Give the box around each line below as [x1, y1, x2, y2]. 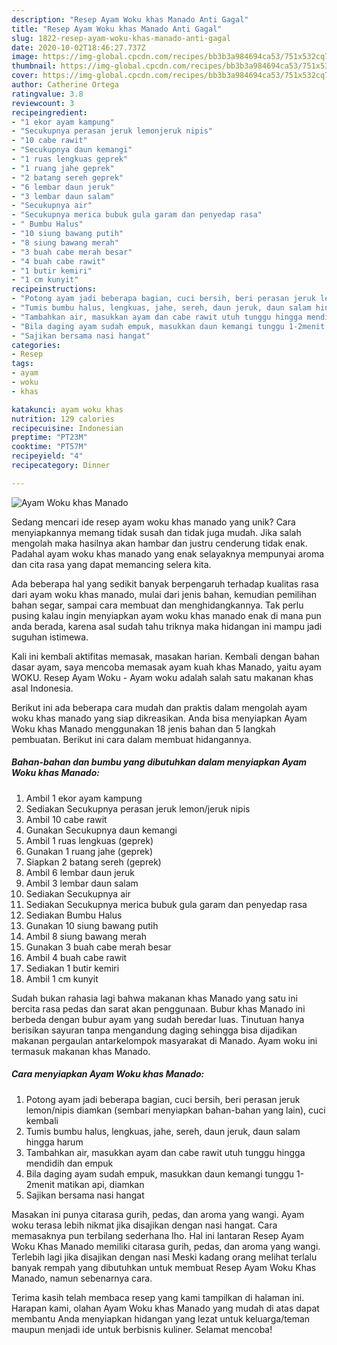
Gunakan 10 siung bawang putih [25, 919, 159, 931]
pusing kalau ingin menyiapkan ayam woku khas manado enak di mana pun [11, 609, 322, 621]
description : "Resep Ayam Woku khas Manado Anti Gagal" [11, 14, 249, 25]
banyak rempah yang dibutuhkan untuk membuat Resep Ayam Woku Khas [11, 1261, 317, 1273]
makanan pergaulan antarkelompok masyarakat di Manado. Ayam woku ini [11, 1034, 318, 1046]
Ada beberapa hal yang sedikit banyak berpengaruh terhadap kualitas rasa [11, 577, 319, 590]
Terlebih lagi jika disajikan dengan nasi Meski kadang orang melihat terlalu [11, 1251, 318, 1263]
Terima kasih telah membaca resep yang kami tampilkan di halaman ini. [11, 1291, 305, 1303]
